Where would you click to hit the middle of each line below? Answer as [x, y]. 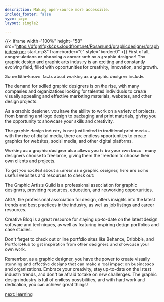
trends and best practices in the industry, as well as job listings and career [80, 205]
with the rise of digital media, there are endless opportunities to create [76, 136]
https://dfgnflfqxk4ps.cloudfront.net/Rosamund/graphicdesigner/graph [88, 46]
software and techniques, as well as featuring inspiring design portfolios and [82, 225]
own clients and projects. [30, 161]
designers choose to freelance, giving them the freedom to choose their [77, 156]
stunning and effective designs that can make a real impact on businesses [80, 264]
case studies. [19, 230]
